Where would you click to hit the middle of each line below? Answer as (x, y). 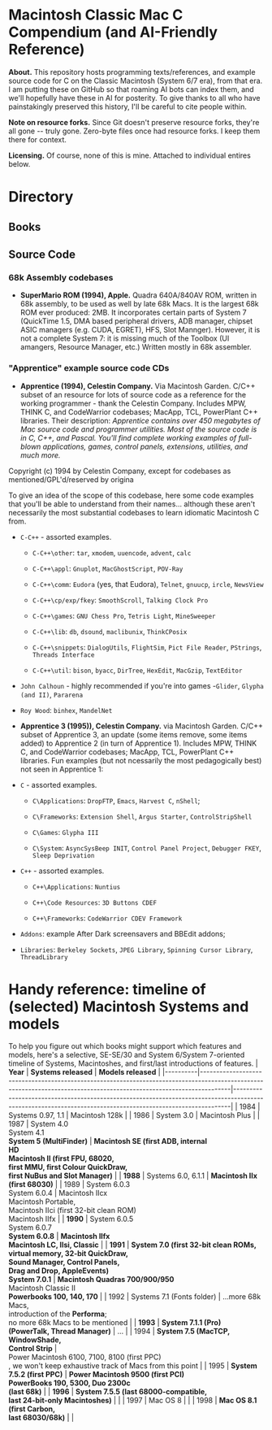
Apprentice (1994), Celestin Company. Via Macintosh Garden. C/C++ (138, 386)
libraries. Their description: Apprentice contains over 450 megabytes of (140, 420)
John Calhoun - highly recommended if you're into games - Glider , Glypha (142, 685)
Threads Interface (63, 655)
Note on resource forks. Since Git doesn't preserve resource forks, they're (134, 122)
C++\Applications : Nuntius (76, 886)
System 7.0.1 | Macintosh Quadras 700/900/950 (91, 1280)
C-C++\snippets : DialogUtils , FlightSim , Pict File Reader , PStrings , (147, 647)
